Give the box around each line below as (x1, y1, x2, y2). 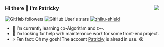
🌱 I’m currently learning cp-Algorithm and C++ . (12, 25, 105, 31)
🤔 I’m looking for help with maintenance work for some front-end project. (12, 31, 159, 37)
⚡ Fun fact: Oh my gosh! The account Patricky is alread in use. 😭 (12, 36, 144, 42)
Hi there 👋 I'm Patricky (5, 5, 60, 12)
